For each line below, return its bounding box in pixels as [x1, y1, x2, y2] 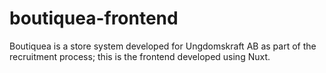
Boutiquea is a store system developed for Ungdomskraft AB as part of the [9, 40, 317, 52]
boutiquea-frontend [9, 7, 179, 30]
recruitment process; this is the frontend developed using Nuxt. [9, 50, 271, 62]
